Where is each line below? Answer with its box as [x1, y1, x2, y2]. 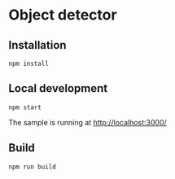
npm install [8, 59, 49, 68]
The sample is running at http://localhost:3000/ [8, 117, 167, 127]
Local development [8, 81, 108, 95]
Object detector [8, 6, 117, 24]
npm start [8, 103, 42, 111]
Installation [8, 38, 67, 52]
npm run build [8, 163, 57, 171]
